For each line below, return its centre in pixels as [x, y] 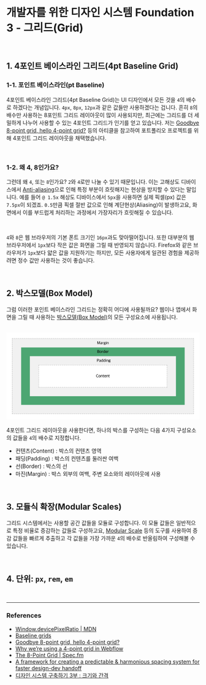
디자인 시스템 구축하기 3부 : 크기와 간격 [62, 675]
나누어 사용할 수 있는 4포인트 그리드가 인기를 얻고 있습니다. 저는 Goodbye [111, 123]
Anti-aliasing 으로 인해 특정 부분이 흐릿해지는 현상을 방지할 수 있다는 [104, 189]
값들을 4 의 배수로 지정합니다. [47, 438]
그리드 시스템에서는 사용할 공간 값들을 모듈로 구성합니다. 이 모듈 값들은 [90, 522]
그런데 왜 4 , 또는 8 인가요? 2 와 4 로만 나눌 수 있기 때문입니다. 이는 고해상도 [93, 182]
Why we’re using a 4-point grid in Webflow [69, 648]
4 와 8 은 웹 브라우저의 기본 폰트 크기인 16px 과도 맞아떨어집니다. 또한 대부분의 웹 [100, 237]
